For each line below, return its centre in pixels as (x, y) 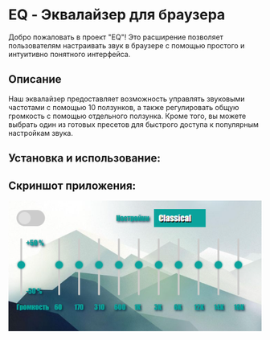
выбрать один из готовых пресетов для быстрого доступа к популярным (133, 124)
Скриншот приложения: (72, 185)
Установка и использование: (84, 158)
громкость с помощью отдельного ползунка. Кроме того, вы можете (127, 116)
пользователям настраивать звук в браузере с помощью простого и (127, 45)
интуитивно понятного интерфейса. (70, 54)
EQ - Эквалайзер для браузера (117, 15)
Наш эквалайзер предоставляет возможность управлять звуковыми (127, 99)
